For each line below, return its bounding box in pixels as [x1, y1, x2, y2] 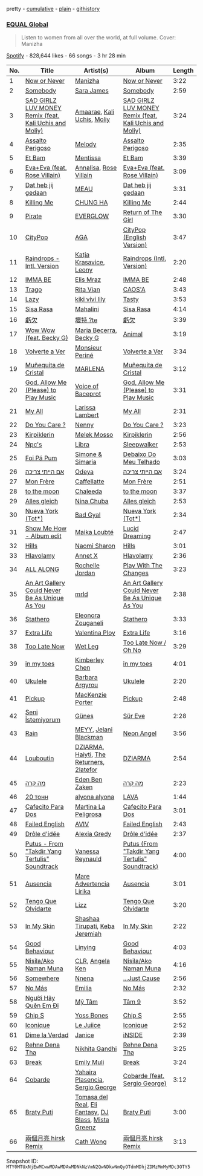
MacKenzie [75, 691, 107, 699]
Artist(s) [83, 67, 109, 75]
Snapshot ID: [6, 1158, 39, 1165]
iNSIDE [123, 1031, 143, 1039]
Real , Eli [75, 1100, 98, 1109]
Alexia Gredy [75, 830, 112, 838]
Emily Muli [75, 1058, 105, 1067]
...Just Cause [123, 974, 160, 982]
